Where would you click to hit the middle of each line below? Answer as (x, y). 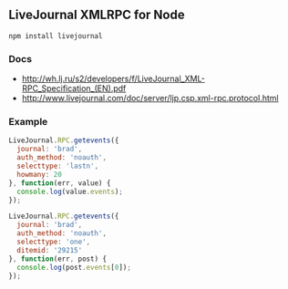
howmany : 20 (40, 174)
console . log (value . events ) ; (70, 191)
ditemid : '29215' (50, 250)
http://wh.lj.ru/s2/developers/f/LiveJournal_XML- (113, 79)
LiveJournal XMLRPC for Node (97, 15)
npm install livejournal (56, 36)
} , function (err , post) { (57, 259)
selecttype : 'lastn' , (58, 166)
